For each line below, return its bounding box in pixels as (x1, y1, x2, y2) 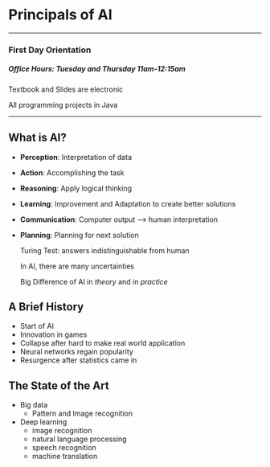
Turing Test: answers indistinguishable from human (19, 245, 190, 255)
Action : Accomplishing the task (19, 167, 125, 178)
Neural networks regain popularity (19, 347, 134, 357)
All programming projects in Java (8, 100, 118, 109)
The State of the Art (8, 379, 110, 392)
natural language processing (31, 434, 127, 444)
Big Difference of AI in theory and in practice (19, 277, 169, 286)
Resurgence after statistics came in (19, 355, 137, 365)
